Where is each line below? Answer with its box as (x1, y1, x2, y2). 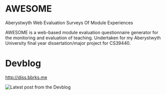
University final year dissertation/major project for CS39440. (5, 40, 131, 46)
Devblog (5, 58, 41, 69)
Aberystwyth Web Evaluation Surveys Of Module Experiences (5, 20, 133, 26)
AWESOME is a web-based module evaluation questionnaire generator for (5, 29, 158, 35)
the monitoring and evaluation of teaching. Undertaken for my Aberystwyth (5, 35, 161, 41)
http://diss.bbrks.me (5, 74, 48, 80)
